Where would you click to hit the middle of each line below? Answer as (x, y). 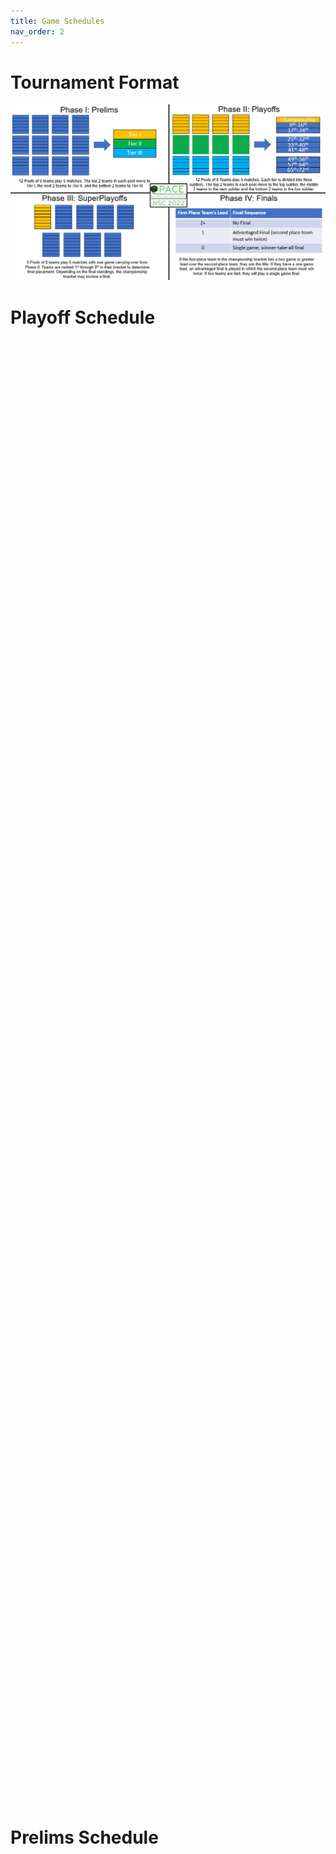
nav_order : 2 (37, 31)
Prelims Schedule (84, 1837)
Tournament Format (95, 82)
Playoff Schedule (83, 317)
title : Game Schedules (57, 21)
